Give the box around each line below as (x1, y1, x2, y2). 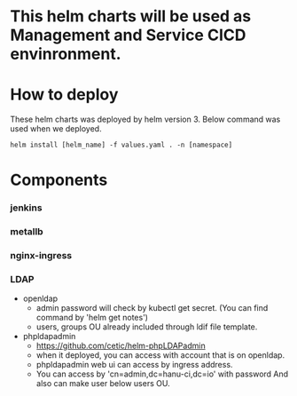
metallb (10, 226, 43, 238)
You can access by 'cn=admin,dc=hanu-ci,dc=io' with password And (35, 368, 289, 379)
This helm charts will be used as (10, 6, 252, 27)
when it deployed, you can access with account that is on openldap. (35, 350, 285, 360)
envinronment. (10, 44, 122, 64)
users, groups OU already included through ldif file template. (35, 321, 258, 332)
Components (10, 170, 108, 190)
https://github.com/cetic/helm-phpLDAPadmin (35, 340, 207, 352)
